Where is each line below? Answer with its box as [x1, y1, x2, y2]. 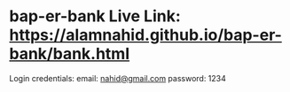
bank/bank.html [9, 44, 130, 64]
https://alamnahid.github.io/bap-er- [9, 25, 282, 45]
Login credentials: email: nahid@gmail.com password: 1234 [9, 73, 226, 83]
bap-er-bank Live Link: [9, 6, 182, 27]
